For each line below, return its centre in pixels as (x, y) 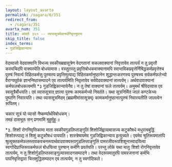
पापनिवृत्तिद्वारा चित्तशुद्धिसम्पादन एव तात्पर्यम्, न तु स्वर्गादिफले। (54, 159)
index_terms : (19, 44)
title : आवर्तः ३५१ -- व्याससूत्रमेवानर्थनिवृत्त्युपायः (44, 34)
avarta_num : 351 (23, 29)
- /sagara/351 (25, 24)
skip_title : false (25, 39)
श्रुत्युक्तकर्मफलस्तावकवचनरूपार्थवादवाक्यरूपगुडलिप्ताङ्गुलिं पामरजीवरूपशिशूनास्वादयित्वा (76, 141)
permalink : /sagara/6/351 (33, 15)
